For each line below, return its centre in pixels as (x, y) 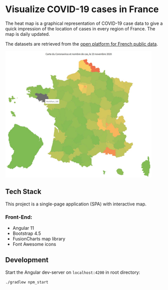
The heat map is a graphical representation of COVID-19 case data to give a (84, 23)
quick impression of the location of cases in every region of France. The (80, 28)
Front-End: (19, 217)
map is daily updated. (28, 34)
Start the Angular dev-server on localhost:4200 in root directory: (73, 272)
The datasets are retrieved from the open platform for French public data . (82, 44)
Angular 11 (23, 228)
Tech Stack (23, 192)
